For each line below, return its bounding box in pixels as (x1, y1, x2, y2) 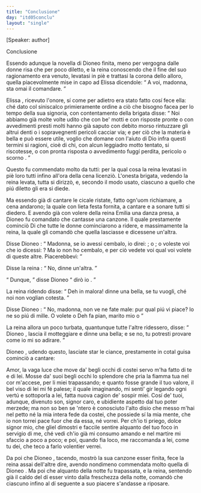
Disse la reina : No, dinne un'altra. (6, 265, 94, 272)
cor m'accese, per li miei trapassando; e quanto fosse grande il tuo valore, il (6, 379, 194, 386)
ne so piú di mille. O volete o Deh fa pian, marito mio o (6, 312, 140, 319)
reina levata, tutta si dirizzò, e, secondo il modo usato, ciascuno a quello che (6, 178, 195, 186)
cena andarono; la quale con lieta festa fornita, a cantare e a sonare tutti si (6, 203, 190, 210)
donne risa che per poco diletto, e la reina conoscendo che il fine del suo (6, 66, 187, 73)
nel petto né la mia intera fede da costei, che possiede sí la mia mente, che (6, 411, 191, 418)
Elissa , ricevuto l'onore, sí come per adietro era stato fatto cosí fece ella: (6, 97, 187, 104)
